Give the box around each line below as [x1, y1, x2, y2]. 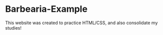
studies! [5, 25, 21, 31]
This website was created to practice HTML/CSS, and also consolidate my [5, 20, 158, 26]
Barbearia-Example [5, 3, 87, 15]
